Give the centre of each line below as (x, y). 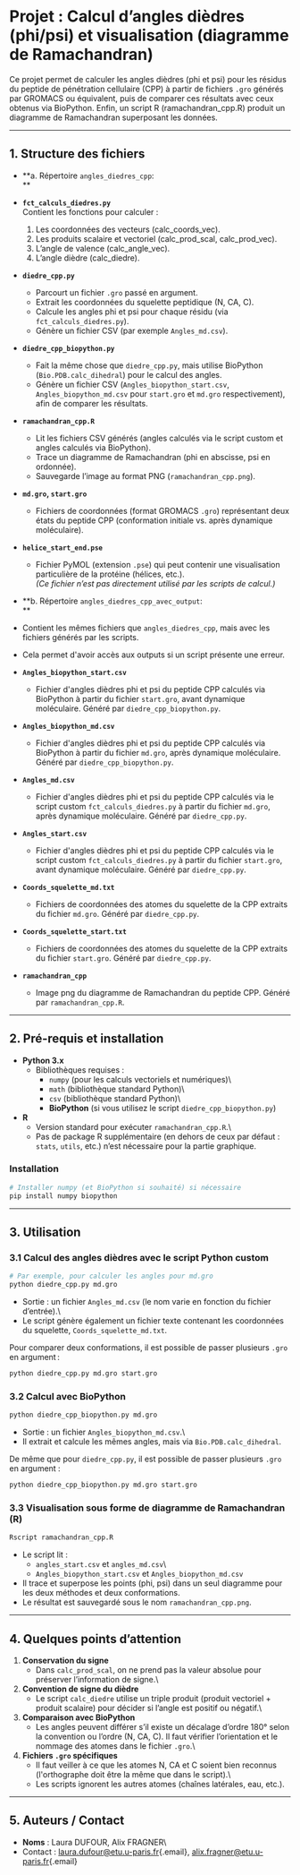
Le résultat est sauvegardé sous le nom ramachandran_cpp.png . (137, 1602)
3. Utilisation (45, 1232)
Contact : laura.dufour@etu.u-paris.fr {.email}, (106, 1852)
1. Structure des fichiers (77, 154)
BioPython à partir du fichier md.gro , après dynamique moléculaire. (158, 752)
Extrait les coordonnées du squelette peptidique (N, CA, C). (145, 302)
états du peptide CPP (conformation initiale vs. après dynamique (154, 520)
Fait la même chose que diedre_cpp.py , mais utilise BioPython (149, 365)
